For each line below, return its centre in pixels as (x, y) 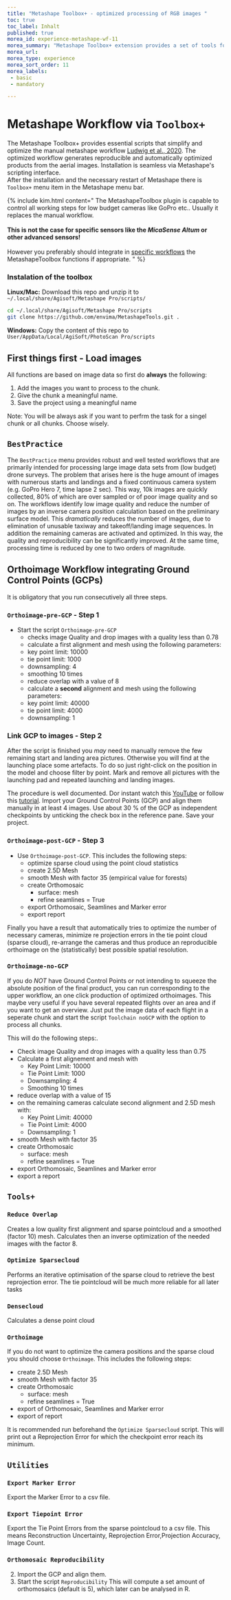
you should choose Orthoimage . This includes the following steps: (99, 1359)
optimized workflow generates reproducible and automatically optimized (110, 158)
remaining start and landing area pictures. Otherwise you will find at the (108, 758)
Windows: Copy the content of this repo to (68, 330)
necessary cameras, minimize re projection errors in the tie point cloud (107, 934)
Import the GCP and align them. (62, 1574)
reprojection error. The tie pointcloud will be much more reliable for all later (113, 1282)
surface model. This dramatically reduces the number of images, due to (109, 519)
